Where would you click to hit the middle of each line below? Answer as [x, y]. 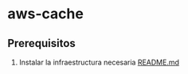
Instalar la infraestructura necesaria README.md [99, 62]
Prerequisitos [42, 43]
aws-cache [46, 14]
